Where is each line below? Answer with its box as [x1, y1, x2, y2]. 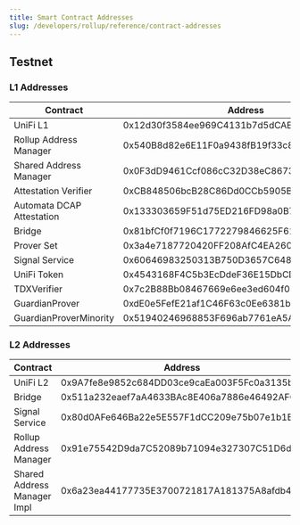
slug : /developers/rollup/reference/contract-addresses [9, 21, 221, 30]
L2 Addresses [9, 339, 71, 351]
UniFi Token [13, 268, 64, 281]
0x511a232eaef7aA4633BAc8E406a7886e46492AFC [61, 391, 296, 404]
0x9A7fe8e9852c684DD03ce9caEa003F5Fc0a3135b [61, 376, 294, 389]
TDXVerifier [13, 283, 62, 295]
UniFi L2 [13, 376, 49, 389]
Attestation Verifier [13, 185, 93, 197]
